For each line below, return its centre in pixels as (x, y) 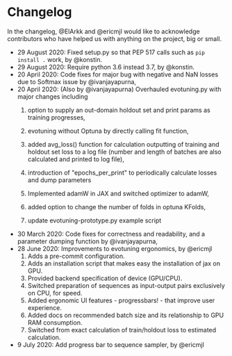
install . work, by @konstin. (60, 59)
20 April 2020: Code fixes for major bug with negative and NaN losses (118, 74)
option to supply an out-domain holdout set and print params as (119, 110)
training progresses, (56, 117)
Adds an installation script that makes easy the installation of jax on (124, 263)
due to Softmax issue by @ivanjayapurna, (77, 81)
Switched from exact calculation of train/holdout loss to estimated (122, 330)
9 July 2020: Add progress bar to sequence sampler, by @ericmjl (111, 344)
